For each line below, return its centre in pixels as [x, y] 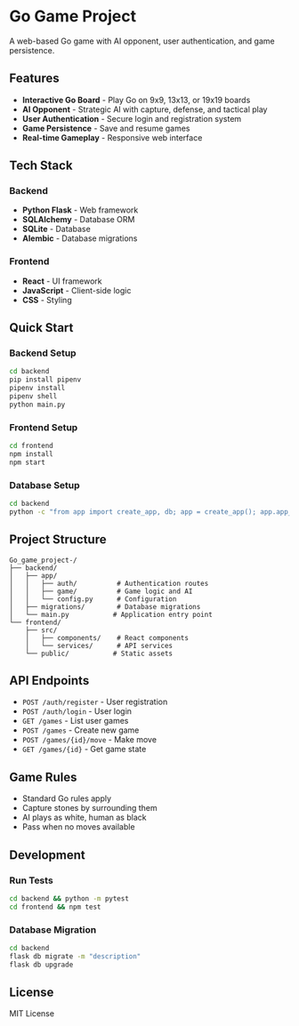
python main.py [37, 405]
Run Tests [31, 880]
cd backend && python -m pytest [69, 898]
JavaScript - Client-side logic [77, 290]
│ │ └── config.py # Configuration [93, 599]
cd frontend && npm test [55, 907]
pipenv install [37, 389]
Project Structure [58, 540]
